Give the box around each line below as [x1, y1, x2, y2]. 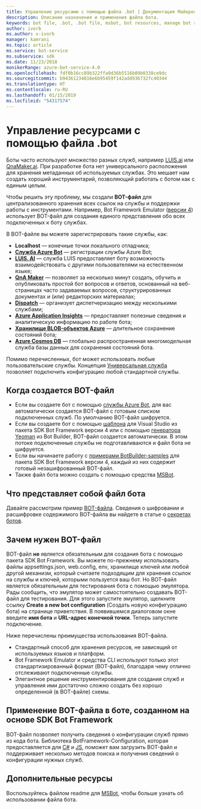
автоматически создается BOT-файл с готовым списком [14, 408, 160, 415]
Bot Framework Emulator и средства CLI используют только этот [14, 656, 179, 663]
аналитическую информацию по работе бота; [14, 318, 133, 325]
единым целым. [6, 181, 47, 189]
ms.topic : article [6, 43, 52, 49]
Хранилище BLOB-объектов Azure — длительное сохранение [14, 325, 175, 332]
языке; [14, 267, 32, 274]
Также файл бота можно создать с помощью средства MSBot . [14, 471, 175, 478]
